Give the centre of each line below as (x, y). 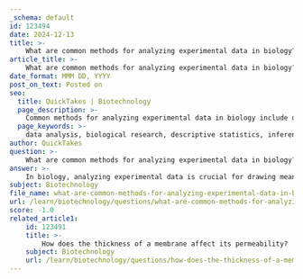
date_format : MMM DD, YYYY (60, 76)
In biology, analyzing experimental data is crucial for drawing (151, 176)
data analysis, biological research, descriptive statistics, (145, 135)
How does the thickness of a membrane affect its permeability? (165, 244)
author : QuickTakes (46, 143)
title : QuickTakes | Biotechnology (84, 101)
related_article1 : (44, 218)
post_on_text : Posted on (56, 85)
